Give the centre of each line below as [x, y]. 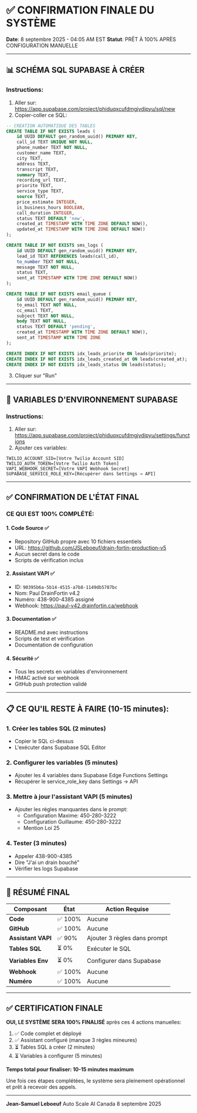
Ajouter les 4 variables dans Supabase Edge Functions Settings [91, 775]
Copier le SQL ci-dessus [44, 741]
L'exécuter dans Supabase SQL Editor [60, 747]
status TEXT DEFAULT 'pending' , [56, 327]
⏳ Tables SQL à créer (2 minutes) [55, 1047]
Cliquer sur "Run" [36, 376]
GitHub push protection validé [51, 684]
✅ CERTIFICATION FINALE [55, 1008]
